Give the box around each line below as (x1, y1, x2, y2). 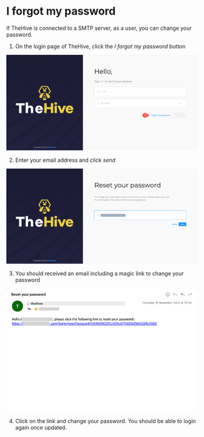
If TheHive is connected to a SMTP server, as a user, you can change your (6, 24, 192, 32)
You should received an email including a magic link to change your (15, 270, 184, 278)
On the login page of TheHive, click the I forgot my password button (15, 43, 186, 50)
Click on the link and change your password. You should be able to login (15, 417, 196, 424)
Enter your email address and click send (15, 156, 116, 164)
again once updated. (15, 424, 67, 431)
